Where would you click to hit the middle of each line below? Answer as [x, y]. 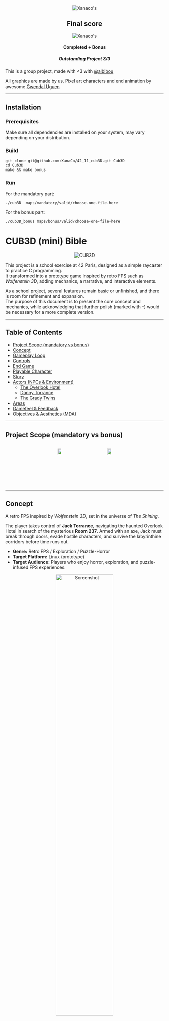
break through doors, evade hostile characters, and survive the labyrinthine [83, 536]
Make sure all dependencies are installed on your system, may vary [75, 132]
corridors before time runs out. [37, 542]
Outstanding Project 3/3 [84, 59]
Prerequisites [22, 121]
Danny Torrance [37, 393]
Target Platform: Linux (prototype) [48, 557]
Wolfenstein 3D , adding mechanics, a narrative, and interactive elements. [81, 281]
